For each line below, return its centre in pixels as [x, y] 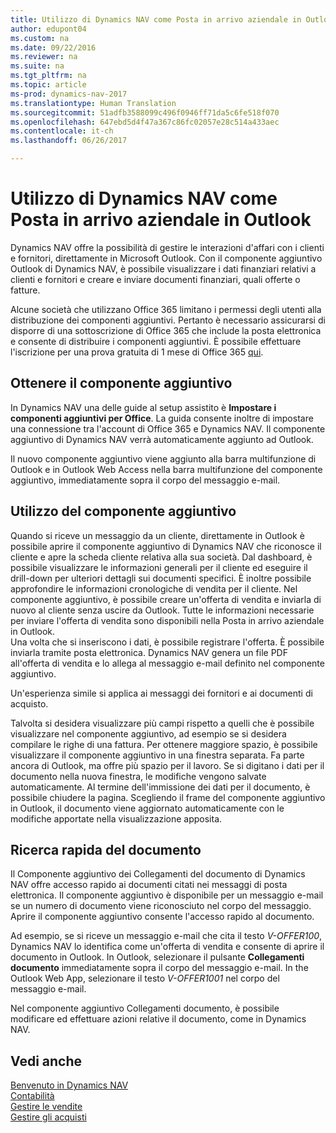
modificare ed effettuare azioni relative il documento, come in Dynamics [158, 1019]
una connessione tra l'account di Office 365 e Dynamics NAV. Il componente [168, 428]
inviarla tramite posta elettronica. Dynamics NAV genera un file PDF [149, 652]
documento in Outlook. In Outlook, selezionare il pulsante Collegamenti [157, 957]
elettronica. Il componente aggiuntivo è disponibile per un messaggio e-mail [167, 895]
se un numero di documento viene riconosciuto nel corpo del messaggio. [161, 906]
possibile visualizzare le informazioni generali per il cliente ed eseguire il [159, 567]
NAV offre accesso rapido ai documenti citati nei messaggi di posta [149, 885]
